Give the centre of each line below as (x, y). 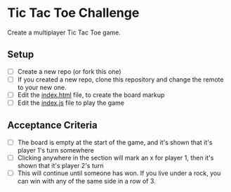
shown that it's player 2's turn (60, 165)
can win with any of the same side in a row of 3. (86, 181)
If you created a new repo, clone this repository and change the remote (120, 79)
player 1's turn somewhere (56, 150)
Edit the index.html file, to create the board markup (91, 95)
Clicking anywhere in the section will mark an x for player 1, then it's (115, 158)
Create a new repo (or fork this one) (69, 71)
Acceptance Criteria (52, 126)
